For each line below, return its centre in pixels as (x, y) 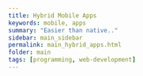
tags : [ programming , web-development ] (72, 60)
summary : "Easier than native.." (63, 30)
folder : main (30, 52)
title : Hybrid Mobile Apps (53, 15)
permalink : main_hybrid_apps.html (65, 45)
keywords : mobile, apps (47, 23)
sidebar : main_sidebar (45, 38)
